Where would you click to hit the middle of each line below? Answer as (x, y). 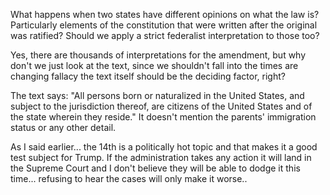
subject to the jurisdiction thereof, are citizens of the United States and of (161, 106)
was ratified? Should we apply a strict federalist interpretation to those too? (165, 35)
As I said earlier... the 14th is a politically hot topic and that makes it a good (164, 147)
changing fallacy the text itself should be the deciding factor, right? (148, 76)
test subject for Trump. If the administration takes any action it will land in (161, 157)
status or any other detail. (63, 127)
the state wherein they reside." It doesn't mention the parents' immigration (163, 117)
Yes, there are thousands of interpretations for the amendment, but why (158, 55)
